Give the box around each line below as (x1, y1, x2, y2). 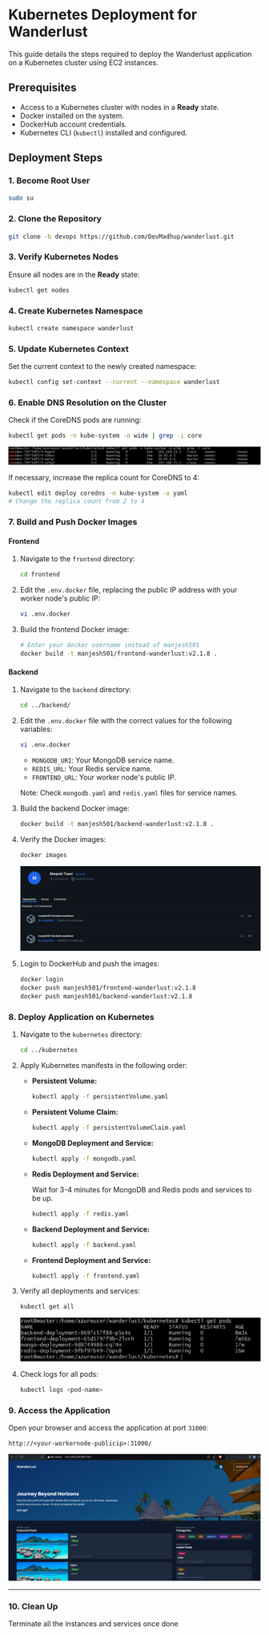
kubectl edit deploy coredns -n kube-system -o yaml (8, 489, 188, 497)
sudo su (8, 194, 34, 202)
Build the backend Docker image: (19, 803, 130, 813)
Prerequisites (8, 81, 77, 95)
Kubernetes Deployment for (8, 6, 198, 24)
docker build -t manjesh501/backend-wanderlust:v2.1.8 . (19, 820, 215, 828)
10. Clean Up (8, 1601, 58, 1612)
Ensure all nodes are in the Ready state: (8, 269, 140, 279)
